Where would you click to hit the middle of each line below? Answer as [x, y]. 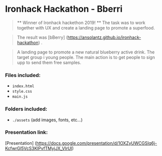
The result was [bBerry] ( [42, 37]
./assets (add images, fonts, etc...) [47, 120]
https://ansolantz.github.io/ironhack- [104, 37]
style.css [22, 92]
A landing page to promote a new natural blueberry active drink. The [86, 52]
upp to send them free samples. [49, 62]
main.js [20, 97]
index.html [23, 86]
